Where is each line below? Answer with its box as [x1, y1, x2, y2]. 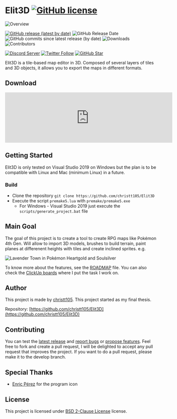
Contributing [5, 325, 45, 334]
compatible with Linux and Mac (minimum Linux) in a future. [5, 169, 125, 175]
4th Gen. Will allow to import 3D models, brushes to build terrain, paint [5, 240, 146, 246]
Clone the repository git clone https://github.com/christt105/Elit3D [12, 193, 155, 199]
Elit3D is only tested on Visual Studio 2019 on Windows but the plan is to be [5, 164, 157, 170]
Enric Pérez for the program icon [12, 381, 78, 387]
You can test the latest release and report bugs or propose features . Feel [5, 339, 151, 344]
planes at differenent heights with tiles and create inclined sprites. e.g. [5, 245, 146, 251]
